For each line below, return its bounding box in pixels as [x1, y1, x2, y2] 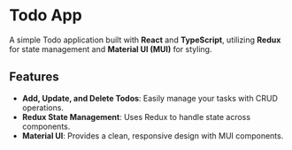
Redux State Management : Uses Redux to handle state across [21, 111, 250, 122]
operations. [21, 102, 65, 113]
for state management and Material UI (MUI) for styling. [9, 43, 212, 54]
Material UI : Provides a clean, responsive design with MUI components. [21, 130, 284, 141]
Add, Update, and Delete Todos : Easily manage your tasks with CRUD [21, 93, 279, 103]
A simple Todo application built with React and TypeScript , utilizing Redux [9, 34, 281, 45]
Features [9, 70, 59, 85]
